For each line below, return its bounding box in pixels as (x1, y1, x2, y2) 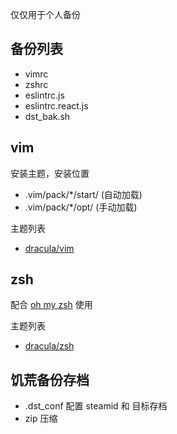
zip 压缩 (24, 413, 58, 425)
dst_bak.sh (24, 110, 71, 122)
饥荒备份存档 (10, 371, 90, 388)
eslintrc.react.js (24, 99, 89, 112)
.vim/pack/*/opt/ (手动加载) (24, 201, 138, 213)
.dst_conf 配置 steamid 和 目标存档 (24, 400, 168, 412)
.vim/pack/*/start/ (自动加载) (24, 188, 143, 200)
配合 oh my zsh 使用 (10, 299, 93, 311)
